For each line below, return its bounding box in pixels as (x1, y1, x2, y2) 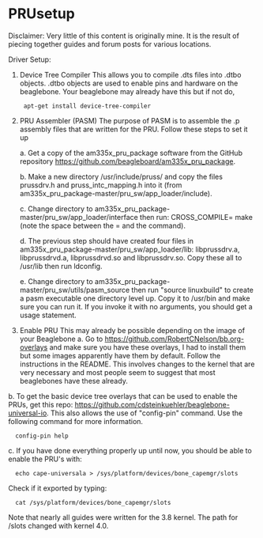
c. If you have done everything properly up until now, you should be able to (8, 445, 253, 455)
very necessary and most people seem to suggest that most (19, 367, 216, 377)
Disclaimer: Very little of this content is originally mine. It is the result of (8, 31, 239, 40)
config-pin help (15, 432, 69, 440)
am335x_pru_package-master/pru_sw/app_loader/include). (19, 188, 212, 198)
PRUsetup (8, 5, 75, 23)
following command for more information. (8, 416, 144, 426)
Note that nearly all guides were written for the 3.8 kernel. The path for (8, 512, 239, 522)
